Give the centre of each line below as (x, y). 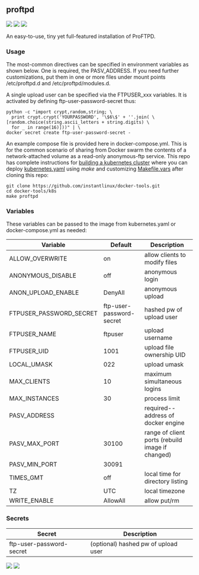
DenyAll (114, 293)
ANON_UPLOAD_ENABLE (44, 293)
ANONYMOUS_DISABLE (43, 276)
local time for (163, 474)
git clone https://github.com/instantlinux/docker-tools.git (83, 186)
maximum (158, 374)
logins (153, 389)
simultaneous (163, 381)
